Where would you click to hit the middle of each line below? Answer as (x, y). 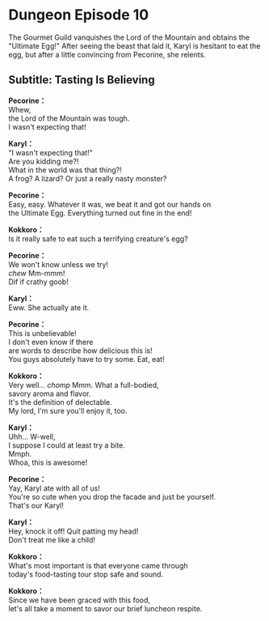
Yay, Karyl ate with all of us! (55, 488)
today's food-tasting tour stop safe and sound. (86, 574)
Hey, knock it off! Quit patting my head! (74, 531)
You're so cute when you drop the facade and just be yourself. (112, 496)
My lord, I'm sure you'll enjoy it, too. (68, 410)
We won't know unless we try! (59, 264)
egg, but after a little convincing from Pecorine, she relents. (107, 54)
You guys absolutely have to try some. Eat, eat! (86, 359)
